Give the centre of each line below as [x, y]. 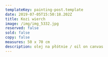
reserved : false [22, 28]
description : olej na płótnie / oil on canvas [54, 47]
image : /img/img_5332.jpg [32, 24]
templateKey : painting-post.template [44, 10]
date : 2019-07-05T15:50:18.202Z [39, 14]
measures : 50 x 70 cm [28, 42]
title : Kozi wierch [25, 19]
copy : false [17, 38]
